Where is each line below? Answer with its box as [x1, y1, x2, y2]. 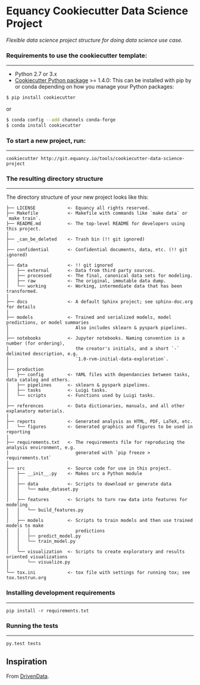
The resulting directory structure [6, 174, 104, 183]
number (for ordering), [6, 340, 65, 346]
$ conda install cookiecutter [6, 122, 82, 129]
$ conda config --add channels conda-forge [6, 117, 116, 123]
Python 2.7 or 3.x [14, 70, 58, 78]
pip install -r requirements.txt [6, 608, 89, 614]
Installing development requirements [6, 589, 115, 597]
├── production [6, 367, 44, 373]
